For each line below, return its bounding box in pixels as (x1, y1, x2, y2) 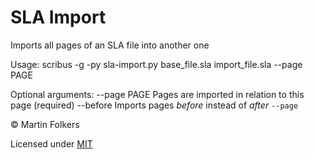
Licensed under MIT (10, 137, 93, 150)
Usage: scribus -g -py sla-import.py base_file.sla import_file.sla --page (10, 58, 303, 70)
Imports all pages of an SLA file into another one (10, 39, 210, 51)
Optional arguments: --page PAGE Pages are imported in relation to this (10, 88, 305, 100)
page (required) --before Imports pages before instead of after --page (10, 99, 299, 111)
